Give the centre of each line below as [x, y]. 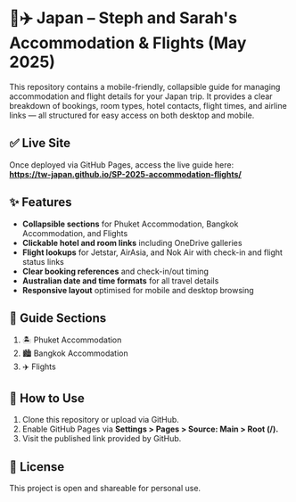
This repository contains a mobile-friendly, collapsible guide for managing [145, 86]
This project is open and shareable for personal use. [105, 488]
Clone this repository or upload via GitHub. [101, 420]
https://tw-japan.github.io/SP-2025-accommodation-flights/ [126, 174]
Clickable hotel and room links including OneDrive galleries [132, 243]
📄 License [37, 467]
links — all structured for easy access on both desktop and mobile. [132, 115]
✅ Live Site [40, 143]
